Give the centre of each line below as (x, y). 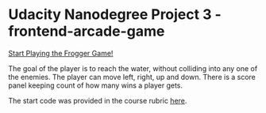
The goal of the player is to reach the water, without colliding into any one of (133, 68)
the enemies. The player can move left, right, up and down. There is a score (132, 77)
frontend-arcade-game (87, 31)
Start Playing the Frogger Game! (61, 53)
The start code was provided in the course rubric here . (98, 100)
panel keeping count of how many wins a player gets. (96, 85)
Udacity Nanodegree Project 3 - (115, 15)
